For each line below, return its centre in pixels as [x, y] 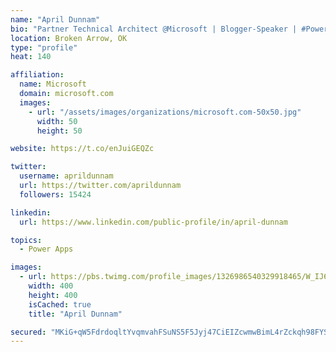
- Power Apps [46, 249]
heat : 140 [31, 57]
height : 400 [53, 295]
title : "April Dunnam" [75, 314]
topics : [26, 240]
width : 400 [51, 286]
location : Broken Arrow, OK [69, 38]
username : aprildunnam [66, 176]
